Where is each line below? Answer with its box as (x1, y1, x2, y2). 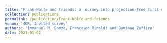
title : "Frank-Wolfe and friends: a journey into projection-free (5, 7, 146, 12)
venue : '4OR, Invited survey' (5, 21, 68, 26)
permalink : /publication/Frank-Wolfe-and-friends (5, 16, 110, 21)
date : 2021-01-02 (5, 30, 41, 35)
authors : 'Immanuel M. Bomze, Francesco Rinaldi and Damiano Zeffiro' (5, 26, 155, 31)
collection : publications (5, 12, 59, 17)
